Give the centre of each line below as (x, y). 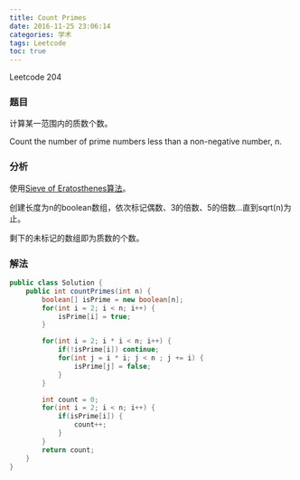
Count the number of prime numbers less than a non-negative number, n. (145, 142)
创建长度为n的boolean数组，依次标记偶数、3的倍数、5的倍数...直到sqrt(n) (147, 207)
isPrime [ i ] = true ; (94, 316)
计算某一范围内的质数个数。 (61, 124)
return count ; (68, 450)
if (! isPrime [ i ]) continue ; (108, 350)
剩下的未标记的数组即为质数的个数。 (77, 238)
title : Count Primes (48, 18)
